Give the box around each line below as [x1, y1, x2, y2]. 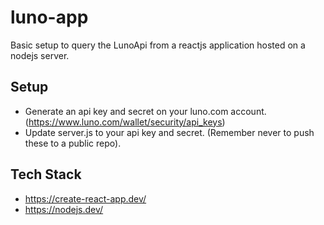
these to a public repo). [24, 137, 122, 149]
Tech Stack [10, 166, 82, 183]
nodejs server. [10, 49, 70, 61]
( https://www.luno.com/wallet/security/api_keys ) [24, 116, 226, 128]
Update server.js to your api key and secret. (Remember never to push [24, 126, 315, 138]
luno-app [10, 6, 89, 29]
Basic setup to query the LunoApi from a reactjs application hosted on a [10, 39, 306, 51]
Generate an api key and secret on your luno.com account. [24, 105, 267, 117]
